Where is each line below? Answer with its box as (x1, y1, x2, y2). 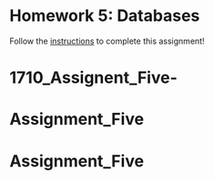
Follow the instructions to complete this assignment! (9, 35, 205, 46)
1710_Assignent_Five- (9, 67, 178, 88)
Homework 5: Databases (9, 5, 200, 26)
